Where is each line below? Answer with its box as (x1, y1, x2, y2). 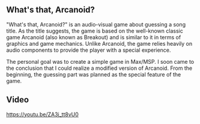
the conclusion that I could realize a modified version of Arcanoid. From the (6, 64, 193, 72)
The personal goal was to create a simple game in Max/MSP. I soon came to (6, 58, 194, 65)
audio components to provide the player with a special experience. (6, 46, 171, 54)
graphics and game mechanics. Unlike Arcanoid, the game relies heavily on (6, 40, 193, 47)
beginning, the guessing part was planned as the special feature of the (6, 70, 181, 78)
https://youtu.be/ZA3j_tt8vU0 (6, 111, 79, 118)
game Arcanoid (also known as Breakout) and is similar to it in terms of (6, 33, 181, 41)
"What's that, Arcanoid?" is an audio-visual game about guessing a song (6, 20, 186, 28)
